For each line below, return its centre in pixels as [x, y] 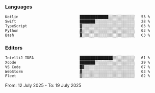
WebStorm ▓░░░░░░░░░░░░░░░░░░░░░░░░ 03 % [78, 71]
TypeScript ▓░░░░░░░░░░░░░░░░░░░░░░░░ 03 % [78, 26]
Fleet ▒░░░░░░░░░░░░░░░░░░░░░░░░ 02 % [78, 76]
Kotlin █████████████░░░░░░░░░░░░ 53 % [78, 17]
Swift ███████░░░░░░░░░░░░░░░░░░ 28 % [78, 22]
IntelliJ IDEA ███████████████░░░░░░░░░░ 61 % [78, 58]
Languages [19, 7]
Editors [14, 47]
